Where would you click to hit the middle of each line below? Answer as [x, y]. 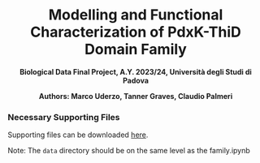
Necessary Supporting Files [64, 117]
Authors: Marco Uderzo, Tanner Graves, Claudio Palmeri [136, 96]
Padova [136, 80]
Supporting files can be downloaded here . [78, 135]
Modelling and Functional [136, 15]
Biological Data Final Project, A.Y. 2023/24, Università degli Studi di [136, 71]
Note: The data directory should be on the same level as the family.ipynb [129, 151]
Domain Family [136, 49]
